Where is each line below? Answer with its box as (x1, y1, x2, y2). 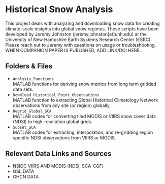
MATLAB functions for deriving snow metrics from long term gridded (12, 81, 156, 87)
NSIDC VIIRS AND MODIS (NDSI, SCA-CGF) (12, 163, 104, 169)
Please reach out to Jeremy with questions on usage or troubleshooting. (5, 42, 156, 48)
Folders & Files (5, 62, 53, 70)
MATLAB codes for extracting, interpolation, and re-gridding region (12, 129, 153, 135)
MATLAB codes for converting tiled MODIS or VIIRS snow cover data (12, 113, 156, 119)
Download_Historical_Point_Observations (12, 92, 100, 97)
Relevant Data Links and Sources (5, 150, 112, 158)
